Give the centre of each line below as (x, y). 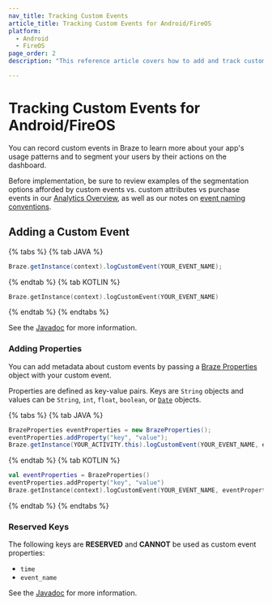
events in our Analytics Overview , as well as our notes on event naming (127, 198)
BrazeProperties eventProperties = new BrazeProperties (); (110, 430)
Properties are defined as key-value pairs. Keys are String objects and (126, 390)
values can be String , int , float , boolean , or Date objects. (105, 399)
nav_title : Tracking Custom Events (68, 16)
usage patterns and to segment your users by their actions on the (117, 156)
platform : (25, 31)
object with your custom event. (60, 375)
